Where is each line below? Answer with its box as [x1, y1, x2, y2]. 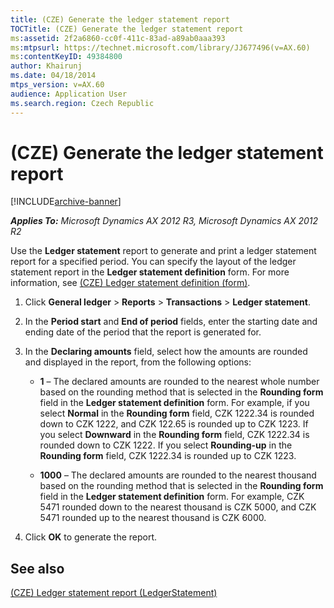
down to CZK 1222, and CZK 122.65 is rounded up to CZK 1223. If [39, 418, 309, 430]
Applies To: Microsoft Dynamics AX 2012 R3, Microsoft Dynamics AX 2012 [10, 215, 319, 227]
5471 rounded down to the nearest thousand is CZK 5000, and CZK [39, 501, 317, 513]
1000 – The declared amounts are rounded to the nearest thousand [39, 469, 317, 481]
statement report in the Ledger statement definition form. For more [10, 266, 290, 278]
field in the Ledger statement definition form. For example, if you [39, 397, 310, 409]
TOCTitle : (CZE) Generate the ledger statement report [10, 24, 244, 34]
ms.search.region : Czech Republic [10, 98, 155, 108]
